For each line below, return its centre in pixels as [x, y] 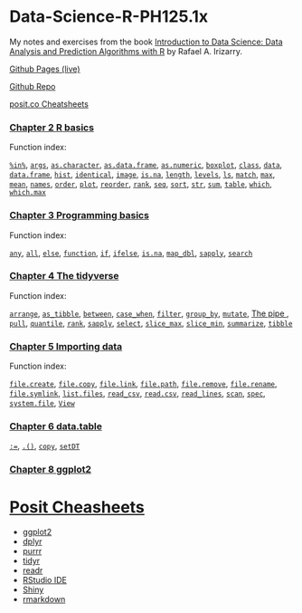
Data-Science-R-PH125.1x [109, 17]
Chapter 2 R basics [52, 127]
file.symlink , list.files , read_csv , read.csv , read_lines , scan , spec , [137, 393]
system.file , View [42, 403]
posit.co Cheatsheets [49, 104]
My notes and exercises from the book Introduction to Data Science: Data [146, 42]
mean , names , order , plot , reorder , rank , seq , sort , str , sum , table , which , [141, 184]
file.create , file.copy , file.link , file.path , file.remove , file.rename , [143, 384]
